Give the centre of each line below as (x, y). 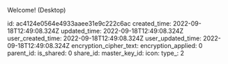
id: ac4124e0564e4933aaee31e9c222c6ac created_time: (90, 23)
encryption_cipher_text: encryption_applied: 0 (137, 46)
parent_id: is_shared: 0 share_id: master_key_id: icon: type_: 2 (96, 53)
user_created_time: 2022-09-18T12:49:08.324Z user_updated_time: (105, 38)
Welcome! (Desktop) (37, 10)
